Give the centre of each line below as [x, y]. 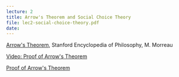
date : [13, 28]
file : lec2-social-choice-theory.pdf [53, 23]
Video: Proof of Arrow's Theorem [47, 56]
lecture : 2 [20, 12]
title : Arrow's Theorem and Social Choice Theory [69, 17]
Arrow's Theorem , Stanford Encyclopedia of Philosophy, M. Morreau [89, 45]
